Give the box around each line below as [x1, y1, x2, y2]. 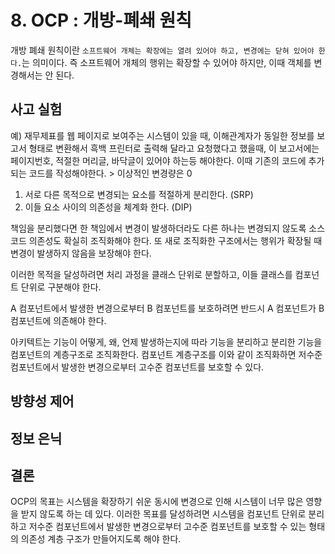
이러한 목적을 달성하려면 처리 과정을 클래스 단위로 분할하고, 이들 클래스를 [10, 268, 293, 280]
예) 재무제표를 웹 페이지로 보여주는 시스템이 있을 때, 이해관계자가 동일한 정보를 [10, 129, 315, 141]
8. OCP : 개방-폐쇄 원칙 [10, 9, 193, 32]
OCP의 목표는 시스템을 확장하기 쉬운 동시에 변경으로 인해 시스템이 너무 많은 [10, 496, 304, 508]
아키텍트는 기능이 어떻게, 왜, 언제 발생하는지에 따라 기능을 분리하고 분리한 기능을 [10, 336, 323, 348]
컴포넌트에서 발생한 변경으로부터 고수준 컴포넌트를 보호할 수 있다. [10, 361, 265, 373]
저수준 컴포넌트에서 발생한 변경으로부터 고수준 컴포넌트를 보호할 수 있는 [28, 521, 307, 533]
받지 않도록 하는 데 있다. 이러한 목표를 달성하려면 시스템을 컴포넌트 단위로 [20, 508, 307, 520]
